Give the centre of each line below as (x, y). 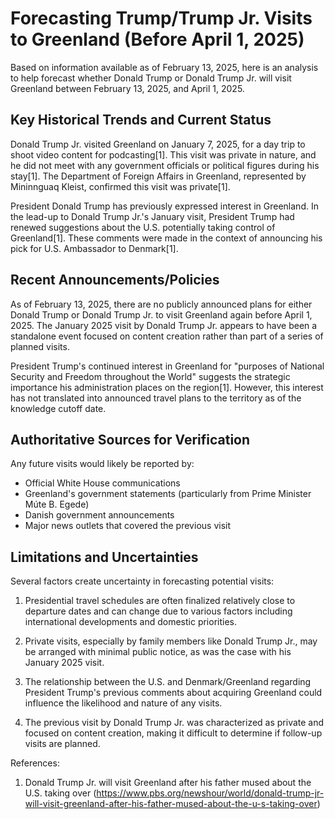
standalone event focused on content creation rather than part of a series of (167, 336)
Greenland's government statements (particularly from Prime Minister (168, 494)
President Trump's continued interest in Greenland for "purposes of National (167, 366)
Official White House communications (102, 483)
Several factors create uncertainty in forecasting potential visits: (142, 581)
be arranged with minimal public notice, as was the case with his (158, 652)
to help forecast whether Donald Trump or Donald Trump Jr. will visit (151, 78)
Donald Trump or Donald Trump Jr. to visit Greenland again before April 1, (161, 314)
